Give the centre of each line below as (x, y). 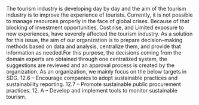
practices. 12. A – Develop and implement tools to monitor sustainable (92, 90)
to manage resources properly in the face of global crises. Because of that (98, 21)
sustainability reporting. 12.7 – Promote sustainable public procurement (94, 84)
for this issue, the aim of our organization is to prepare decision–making (94, 40)
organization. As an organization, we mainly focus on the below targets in (97, 71)
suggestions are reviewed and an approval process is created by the (91, 65)
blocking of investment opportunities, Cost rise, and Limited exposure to (95, 27)
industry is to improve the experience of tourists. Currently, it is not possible (99, 15)
